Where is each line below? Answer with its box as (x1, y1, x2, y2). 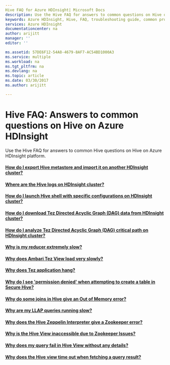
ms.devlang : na (5, 69, 37, 74)
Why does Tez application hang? (5, 267, 75, 273)
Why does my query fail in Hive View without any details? (5, 342, 129, 348)
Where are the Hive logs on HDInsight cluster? (5, 181, 105, 187)
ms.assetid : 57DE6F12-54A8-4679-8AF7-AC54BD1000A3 (5, 49, 114, 55)
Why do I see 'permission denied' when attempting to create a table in (5, 279, 155, 285)
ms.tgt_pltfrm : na (5, 64, 44, 69)
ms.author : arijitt (5, 83, 47, 88)
